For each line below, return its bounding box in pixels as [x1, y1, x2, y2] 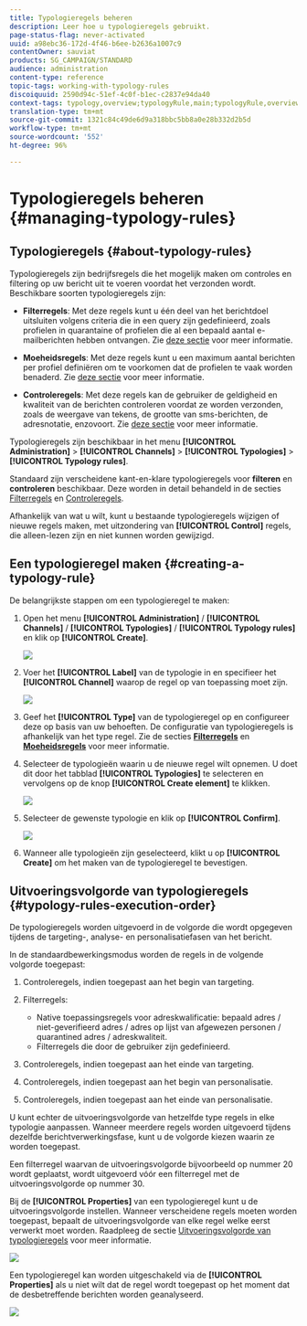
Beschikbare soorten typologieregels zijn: [9, 287, 166, 298]
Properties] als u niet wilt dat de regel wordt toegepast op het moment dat [9, 1279, 291, 1290]
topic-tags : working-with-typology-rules [9, 81, 170, 90]
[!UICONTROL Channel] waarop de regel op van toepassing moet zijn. [22, 676, 289, 687]
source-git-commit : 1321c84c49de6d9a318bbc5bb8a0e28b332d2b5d [9, 115, 251, 124]
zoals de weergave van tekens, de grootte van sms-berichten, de [22, 408, 269, 419]
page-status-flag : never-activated [9, 30, 145, 39]
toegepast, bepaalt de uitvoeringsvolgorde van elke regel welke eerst [9, 1215, 270, 1226]
